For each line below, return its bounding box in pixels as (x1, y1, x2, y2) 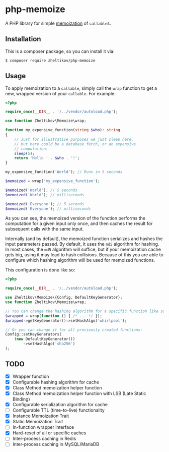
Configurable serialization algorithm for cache (12, 402, 108, 407)
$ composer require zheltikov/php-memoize (5, 58, 96, 63)
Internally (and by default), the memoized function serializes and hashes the (5, 236, 163, 242)
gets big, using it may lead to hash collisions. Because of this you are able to (5, 252, 163, 258)
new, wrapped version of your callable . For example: (5, 90, 116, 96)
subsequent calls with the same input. (5, 226, 84, 232)
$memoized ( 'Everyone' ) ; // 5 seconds (5, 201, 84, 206)
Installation (5, 35, 41, 43)
